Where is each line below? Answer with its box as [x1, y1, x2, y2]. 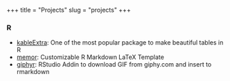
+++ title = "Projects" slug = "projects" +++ [6, 6, 131, 14]
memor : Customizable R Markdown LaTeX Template [16, 53, 164, 61]
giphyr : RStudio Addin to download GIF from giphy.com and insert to [16, 60, 212, 69]
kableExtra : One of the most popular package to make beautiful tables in [16, 38, 224, 47]
